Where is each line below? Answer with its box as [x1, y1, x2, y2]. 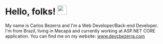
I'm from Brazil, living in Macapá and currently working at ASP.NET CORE [5, 27, 156, 33]
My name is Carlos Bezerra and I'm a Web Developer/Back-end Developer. [5, 22, 159, 28]
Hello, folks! [5, 6, 56, 17]
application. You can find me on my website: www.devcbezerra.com [5, 33, 146, 39]
